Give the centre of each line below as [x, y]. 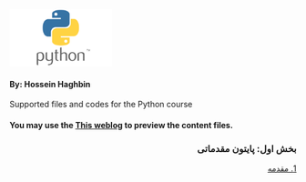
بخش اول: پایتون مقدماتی [247, 148]
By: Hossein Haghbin [50, 84]
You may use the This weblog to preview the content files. [122, 125]
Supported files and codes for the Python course [101, 105]
